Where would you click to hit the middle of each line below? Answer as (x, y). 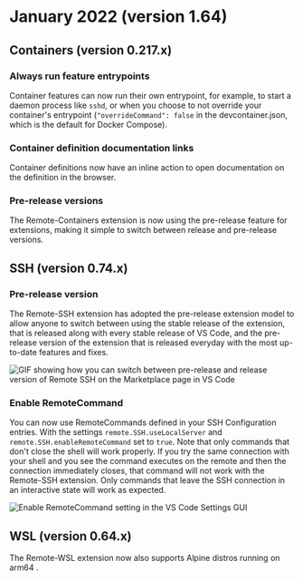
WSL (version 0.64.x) (71, 536)
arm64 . (24, 567)
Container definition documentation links (102, 148)
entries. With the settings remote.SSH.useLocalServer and (116, 432)
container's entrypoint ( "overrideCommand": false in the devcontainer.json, (148, 114)
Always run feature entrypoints (80, 76)
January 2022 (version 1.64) (118, 17)
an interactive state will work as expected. (88, 490)
